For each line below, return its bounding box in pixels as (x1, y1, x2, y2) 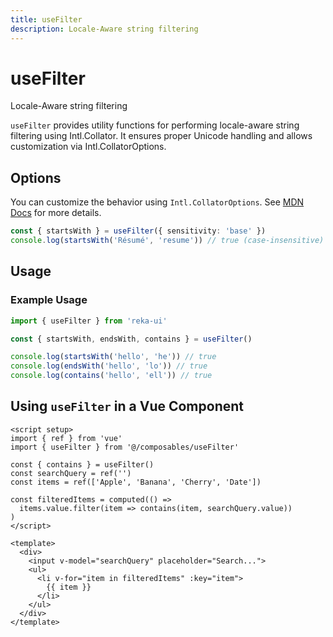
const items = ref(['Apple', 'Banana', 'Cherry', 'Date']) (10, 477, 262, 487)
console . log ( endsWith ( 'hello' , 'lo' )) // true (10, 361, 208, 371)
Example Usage (10, 293, 88, 307)
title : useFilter (10, 14, 83, 25)
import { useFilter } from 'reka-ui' (10, 316, 168, 326)
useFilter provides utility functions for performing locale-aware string (10, 119, 300, 131)
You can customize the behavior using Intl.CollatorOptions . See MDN (10, 196, 305, 208)
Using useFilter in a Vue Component (10, 398, 244, 415)
